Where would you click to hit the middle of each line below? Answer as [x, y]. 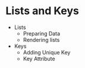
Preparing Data [42, 33]
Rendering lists [41, 40]
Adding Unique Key [47, 52]
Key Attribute [39, 59]
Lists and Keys [42, 11]
